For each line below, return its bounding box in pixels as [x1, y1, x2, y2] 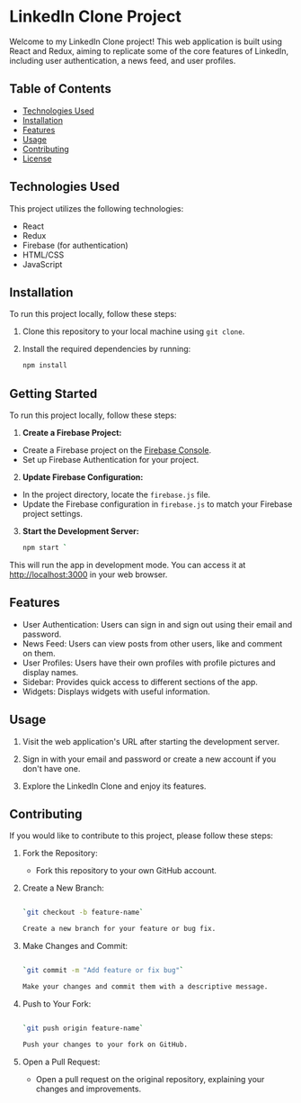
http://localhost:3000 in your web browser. [9, 569, 168, 580]
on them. [22, 647, 56, 658]
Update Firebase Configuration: [22, 472, 144, 483]
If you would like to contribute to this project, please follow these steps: [9, 830, 274, 841]
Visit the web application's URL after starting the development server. [22, 736, 280, 746]
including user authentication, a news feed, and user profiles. [9, 55, 236, 66]
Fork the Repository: [22, 848, 98, 859]
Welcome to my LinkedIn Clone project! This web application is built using [9, 36, 283, 47]
